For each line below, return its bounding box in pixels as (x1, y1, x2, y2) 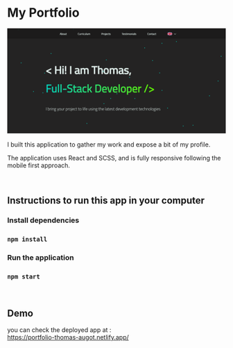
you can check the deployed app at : (7, 326, 112, 334)
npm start (7, 273, 40, 281)
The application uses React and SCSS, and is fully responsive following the (7, 154, 221, 163)
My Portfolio (7, 5, 80, 21)
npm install (7, 235, 48, 244)
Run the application (7, 253, 74, 263)
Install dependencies (7, 215, 80, 225)
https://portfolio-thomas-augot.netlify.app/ (7, 333, 130, 342)
